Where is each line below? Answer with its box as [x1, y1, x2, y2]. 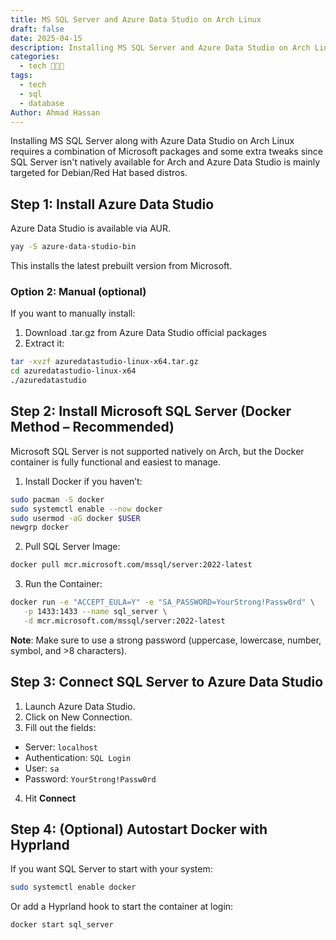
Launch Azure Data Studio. [24, 700, 136, 712]
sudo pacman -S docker [10, 494, 105, 505]
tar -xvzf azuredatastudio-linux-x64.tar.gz [10, 357, 199, 367]
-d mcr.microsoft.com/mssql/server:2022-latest [23, 616, 226, 626]
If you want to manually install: [10, 307, 136, 320]
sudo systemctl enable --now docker [10, 504, 163, 514]
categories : [10, 52, 60, 62]
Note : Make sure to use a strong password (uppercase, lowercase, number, [10, 634, 322, 646]
